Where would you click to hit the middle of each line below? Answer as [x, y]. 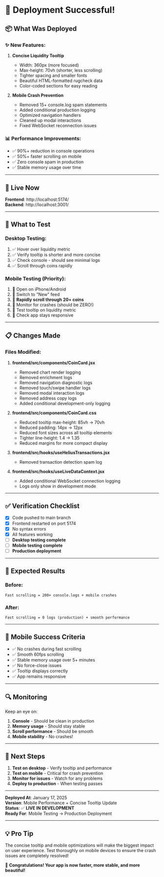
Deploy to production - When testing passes [57, 784]
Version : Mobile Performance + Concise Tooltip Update [61, 803]
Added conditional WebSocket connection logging [70, 481]
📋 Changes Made [33, 336]
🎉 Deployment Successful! [60, 10]
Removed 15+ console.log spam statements [63, 105]
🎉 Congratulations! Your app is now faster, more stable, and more [72, 865]
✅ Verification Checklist [42, 506]
